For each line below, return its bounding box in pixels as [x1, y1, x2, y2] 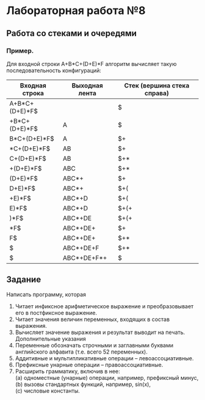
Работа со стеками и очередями [6, 28, 137, 39]
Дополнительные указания [15, 335, 87, 343]
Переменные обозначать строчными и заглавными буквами [15, 341, 174, 349]
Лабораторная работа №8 [6, 4, 146, 18]
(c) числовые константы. [15, 387, 81, 394]
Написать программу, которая [6, 291, 87, 298]
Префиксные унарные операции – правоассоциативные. [15, 361, 164, 368]
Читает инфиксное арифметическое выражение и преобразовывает [15, 302, 194, 309]
